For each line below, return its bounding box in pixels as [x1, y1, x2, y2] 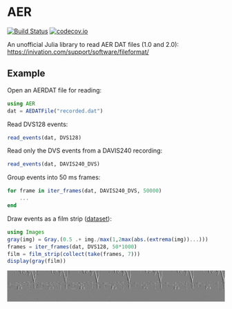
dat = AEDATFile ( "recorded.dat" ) [7, 108, 104, 114]
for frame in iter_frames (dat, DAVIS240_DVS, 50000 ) [7, 188, 162, 195]
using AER [7, 100, 36, 107]
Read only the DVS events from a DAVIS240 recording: [7, 146, 163, 155]
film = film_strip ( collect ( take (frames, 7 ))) [7, 250, 140, 257]
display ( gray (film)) [7, 258, 67, 265]
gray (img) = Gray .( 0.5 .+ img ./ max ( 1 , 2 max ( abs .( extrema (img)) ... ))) [7, 236, 209, 243]
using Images [7, 228, 45, 235]
